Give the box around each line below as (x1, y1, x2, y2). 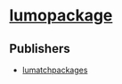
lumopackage (9, 5, 113, 26)
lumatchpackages (21, 64, 88, 75)
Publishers (9, 41, 70, 56)
